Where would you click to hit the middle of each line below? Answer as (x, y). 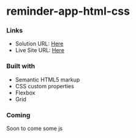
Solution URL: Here (39, 44)
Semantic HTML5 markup (47, 79)
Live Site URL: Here (40, 50)
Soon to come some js (35, 128)
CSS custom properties (45, 86)
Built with (21, 66)
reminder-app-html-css (68, 11)
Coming (18, 115)
